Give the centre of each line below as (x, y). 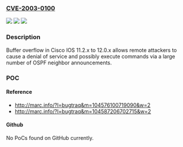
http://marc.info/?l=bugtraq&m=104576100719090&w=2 (82, 105)
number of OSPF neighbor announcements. (59, 63)
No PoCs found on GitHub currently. (50, 138)
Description (23, 37)
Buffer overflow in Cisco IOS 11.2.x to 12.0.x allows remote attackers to (91, 50)
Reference (19, 92)
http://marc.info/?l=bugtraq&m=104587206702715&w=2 (83, 111)
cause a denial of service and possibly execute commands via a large (91, 56)
